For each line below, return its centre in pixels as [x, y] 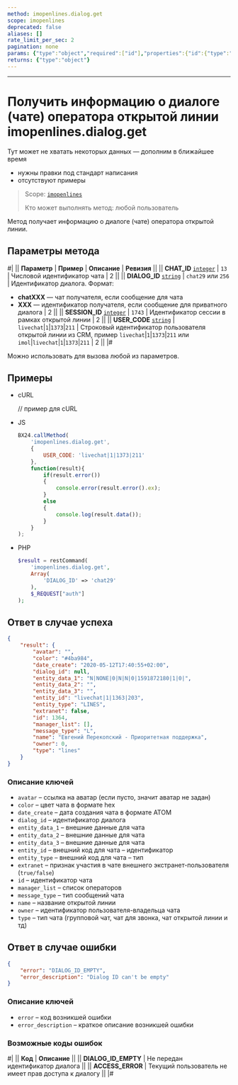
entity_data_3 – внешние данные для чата [81, 843]
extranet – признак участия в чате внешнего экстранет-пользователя [123, 865]
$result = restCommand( [53, 561]
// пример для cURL [47, 409]
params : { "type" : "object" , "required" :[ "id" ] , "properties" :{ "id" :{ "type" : [119, 54]
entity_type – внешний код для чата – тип [80, 858]
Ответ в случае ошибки [62, 947]
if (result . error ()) [72, 475]
